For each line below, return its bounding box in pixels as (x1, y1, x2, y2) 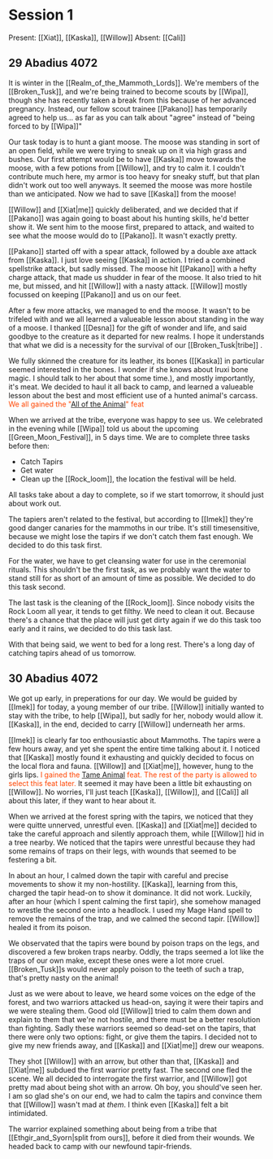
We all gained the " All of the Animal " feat (8, 399, 145, 409)
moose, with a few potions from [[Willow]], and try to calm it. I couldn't (8, 163, 245, 173)
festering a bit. (8, 854, 57, 864)
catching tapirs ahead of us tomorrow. (8, 648, 136, 657)
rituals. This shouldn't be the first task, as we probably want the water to (8, 564, 251, 574)
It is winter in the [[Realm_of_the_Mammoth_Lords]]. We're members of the (8, 77, 260, 87)
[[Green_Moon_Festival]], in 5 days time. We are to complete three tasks (8, 432, 250, 441)
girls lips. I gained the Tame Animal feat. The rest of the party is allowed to (8, 770, 258, 779)
